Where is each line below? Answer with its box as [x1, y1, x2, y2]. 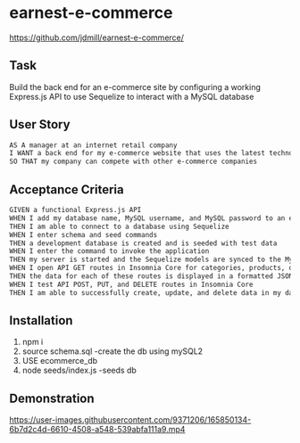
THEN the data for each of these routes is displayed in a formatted [9, 272, 274, 281]
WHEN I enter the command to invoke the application [9, 247, 210, 256]
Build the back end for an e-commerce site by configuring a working [9, 81, 262, 92]
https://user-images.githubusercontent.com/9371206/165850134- [9, 414, 252, 425]
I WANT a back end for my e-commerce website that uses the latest [9, 149, 266, 158]
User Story [9, 117, 71, 132]
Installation [9, 313, 73, 328]
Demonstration [9, 390, 96, 406]
